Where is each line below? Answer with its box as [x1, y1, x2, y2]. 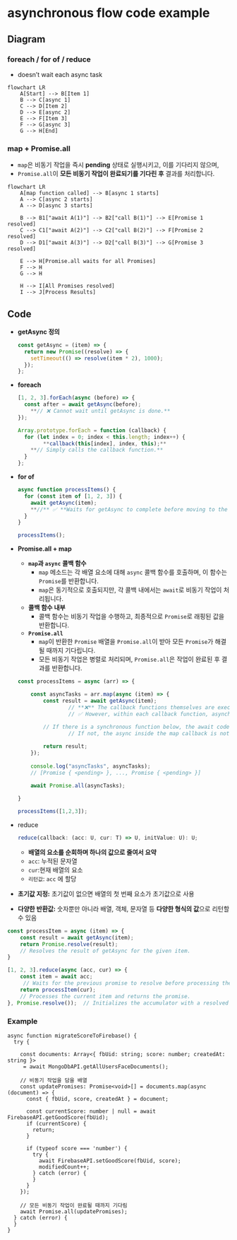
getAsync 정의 [17, 327, 60, 336]
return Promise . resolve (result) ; [20, 940, 119, 948]
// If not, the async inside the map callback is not [68, 730, 230, 737]
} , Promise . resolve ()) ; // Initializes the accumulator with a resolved [7, 999, 229, 1007]
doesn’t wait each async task [17, 70, 103, 78]
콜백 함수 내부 [28, 603, 66, 612]
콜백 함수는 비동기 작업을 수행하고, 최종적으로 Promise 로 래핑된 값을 [38, 612, 224, 621]
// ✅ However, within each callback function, [68, 710, 209, 718]
